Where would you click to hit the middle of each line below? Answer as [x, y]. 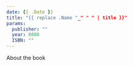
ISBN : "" [23, 40]
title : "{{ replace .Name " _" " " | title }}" [67, 18]
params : [16, 23]
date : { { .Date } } [30, 12]
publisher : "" [30, 29]
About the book [26, 58]
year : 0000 [26, 35]
